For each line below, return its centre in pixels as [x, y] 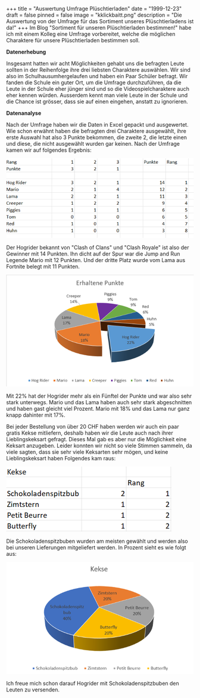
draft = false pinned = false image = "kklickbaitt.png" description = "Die [94, 15]
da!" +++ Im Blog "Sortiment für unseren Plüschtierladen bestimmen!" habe [99, 27]
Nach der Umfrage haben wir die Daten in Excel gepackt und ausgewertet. [97, 124]
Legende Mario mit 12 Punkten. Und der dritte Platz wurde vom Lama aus [96, 260]
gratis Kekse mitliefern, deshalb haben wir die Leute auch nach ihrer [90, 433]
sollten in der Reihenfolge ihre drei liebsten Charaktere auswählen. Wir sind [98, 70]
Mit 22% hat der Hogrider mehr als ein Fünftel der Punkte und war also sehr [99, 396]
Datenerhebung [26, 52]
